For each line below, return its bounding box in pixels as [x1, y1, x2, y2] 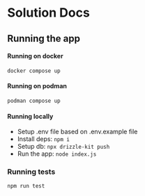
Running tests [7, 167, 56, 177]
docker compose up [7, 67, 61, 74]
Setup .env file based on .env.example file [17, 127, 138, 136]
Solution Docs [7, 5, 91, 21]
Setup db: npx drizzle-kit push [17, 142, 110, 151]
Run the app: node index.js [17, 149, 97, 158]
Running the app [7, 33, 80, 44]
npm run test [7, 183, 45, 190]
